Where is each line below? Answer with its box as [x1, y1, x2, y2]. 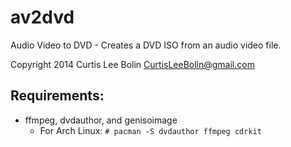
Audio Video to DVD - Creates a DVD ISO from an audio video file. [10, 39, 282, 51]
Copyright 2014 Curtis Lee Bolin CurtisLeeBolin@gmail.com [10, 58, 255, 70]
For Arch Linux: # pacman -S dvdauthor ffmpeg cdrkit [39, 124, 262, 136]
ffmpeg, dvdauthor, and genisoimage [24, 114, 178, 126]
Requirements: [10, 87, 105, 105]
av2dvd [10, 6, 75, 29]
